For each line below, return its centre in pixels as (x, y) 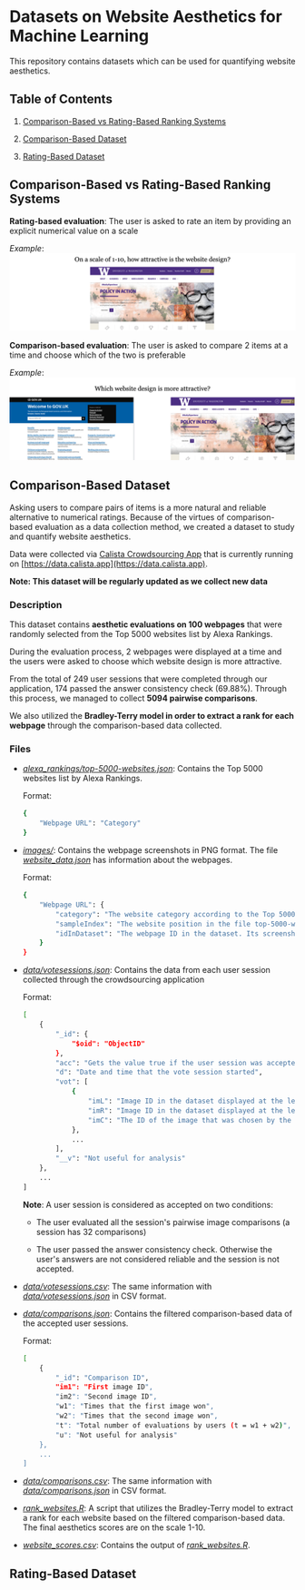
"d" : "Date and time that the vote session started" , (159, 1073)
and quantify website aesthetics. (70, 536)
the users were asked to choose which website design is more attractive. (146, 662)
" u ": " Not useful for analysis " (117, 1435)
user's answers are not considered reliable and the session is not (157, 1259)
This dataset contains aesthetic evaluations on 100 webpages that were (146, 624)
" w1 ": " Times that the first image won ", (135, 1407)
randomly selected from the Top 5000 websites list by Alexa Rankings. (141, 634)
